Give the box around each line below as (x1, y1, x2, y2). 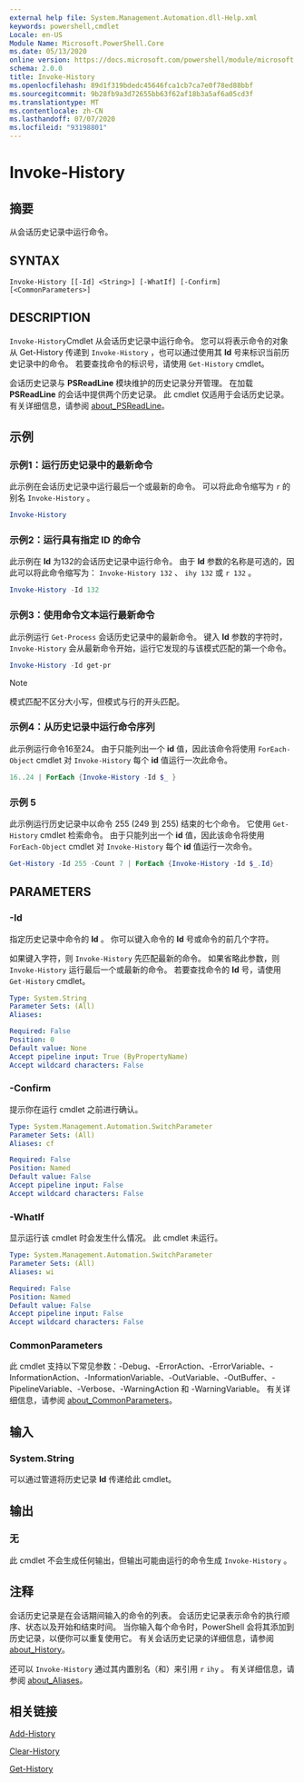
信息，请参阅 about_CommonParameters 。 (16, 1395, 177, 1406)
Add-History (9, 1728, 56, 1739)
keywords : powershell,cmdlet (9, 22, 120, 31)
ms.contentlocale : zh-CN (9, 106, 103, 115)
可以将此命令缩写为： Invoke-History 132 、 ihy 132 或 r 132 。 (16, 567, 257, 578)
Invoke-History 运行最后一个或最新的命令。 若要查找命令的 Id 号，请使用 (9, 964, 281, 975)
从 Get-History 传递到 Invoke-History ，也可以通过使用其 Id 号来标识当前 (9, 346, 282, 357)
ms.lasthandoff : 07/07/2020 (9, 115, 116, 124)
